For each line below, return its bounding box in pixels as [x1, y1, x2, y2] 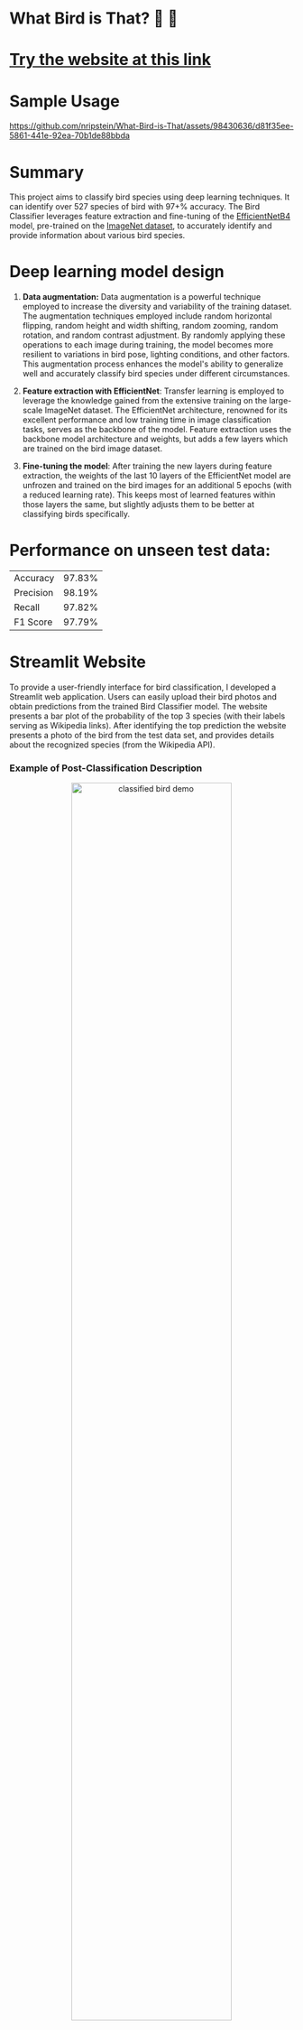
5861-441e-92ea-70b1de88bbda [9, 130, 131, 141]
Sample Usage [9, 90, 120, 111]
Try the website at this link [9, 50, 212, 70]
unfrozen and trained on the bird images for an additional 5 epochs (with [22, 480, 292, 491]
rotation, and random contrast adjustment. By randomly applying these [22, 329, 286, 341]
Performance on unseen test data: [9, 541, 271, 561]
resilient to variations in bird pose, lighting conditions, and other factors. [22, 349, 290, 360]
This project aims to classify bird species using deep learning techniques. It [9, 191, 290, 202]
